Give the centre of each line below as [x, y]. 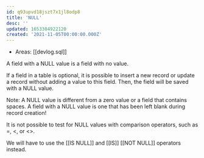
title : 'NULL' [24, 18]
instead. [16, 149]
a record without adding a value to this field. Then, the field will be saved [97, 82]
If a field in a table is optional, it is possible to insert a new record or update [100, 75]
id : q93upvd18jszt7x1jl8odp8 [43, 12]
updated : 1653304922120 [37, 29]
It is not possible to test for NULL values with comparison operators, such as [102, 125]
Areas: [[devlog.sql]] [41, 52]
